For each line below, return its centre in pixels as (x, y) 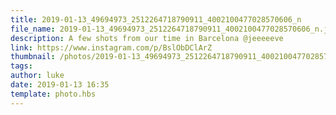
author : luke (37, 76)
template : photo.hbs (53, 94)
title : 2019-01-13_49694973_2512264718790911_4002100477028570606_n (156, 19)
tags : (21, 66)
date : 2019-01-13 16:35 (60, 85)
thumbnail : (33, 57)
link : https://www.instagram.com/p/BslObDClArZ (111, 47)
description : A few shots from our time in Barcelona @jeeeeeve (147, 38)
